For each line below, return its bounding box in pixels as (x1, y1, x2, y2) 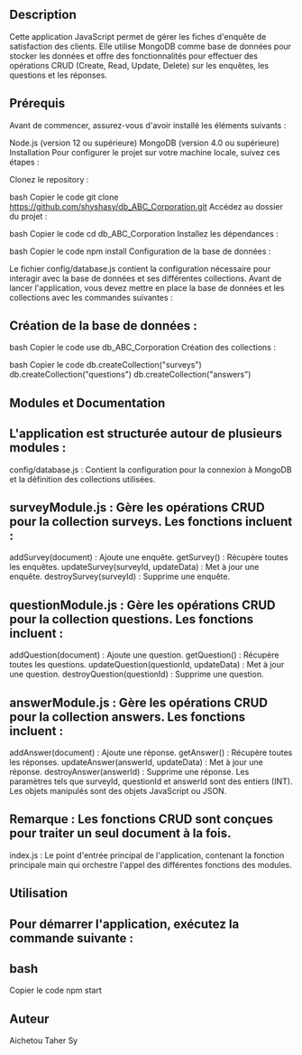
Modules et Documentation (9, 395, 166, 410)
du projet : (9, 210, 48, 221)
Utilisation (9, 885, 69, 901)
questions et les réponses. (9, 70, 108, 80)
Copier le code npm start (9, 985, 102, 996)
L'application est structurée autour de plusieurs (9, 426, 282, 442)
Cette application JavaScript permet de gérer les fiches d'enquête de (9, 31, 267, 42)
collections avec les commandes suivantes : (9, 292, 173, 303)
